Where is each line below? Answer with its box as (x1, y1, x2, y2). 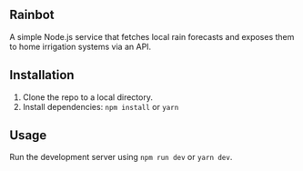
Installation (9, 67, 75, 83)
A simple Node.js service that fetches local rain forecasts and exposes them (9, 31, 295, 42)
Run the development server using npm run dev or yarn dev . (9, 152, 233, 163)
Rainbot (9, 7, 55, 23)
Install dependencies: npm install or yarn (22, 101, 179, 112)
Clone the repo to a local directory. (22, 91, 153, 103)
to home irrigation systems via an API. (9, 41, 152, 52)
